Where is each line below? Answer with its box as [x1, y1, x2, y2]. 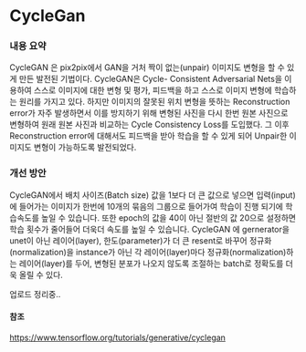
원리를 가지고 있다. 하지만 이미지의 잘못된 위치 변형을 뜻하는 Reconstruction [18, 97, 290, 108]
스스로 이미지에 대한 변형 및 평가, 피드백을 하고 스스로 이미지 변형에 [33, 85, 272, 96]
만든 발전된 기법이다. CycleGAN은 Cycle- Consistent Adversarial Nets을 [18, 74, 283, 85]
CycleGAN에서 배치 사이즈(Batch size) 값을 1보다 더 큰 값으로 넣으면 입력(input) [9, 189, 296, 201]
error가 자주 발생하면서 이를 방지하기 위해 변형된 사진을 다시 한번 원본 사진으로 [9, 108, 289, 119]
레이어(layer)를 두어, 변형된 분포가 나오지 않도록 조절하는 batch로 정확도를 [18, 257, 284, 269]
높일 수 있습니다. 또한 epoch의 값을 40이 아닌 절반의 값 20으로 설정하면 [40, 212, 297, 223]
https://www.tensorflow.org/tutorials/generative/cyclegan [9, 332, 227, 343]
